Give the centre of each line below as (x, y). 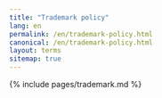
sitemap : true (36, 59)
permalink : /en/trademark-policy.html (81, 34)
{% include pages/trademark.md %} (76, 84)
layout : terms (36, 51)
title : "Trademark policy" (59, 17)
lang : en (25, 26)
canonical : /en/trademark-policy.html (81, 42)
